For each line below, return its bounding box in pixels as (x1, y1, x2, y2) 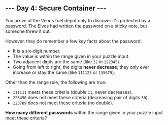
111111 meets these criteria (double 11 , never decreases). (12, 89, 133, 95)
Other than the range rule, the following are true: (5, 79, 107, 85)
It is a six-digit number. (12, 48, 61, 54)
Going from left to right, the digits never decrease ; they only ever (12, 64, 150, 70)
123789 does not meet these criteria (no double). (12, 100, 114, 106)
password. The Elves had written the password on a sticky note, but (5, 23, 147, 29)
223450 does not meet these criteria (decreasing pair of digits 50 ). (12, 94, 149, 100)
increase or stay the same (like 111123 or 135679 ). (12, 69, 115, 75)
